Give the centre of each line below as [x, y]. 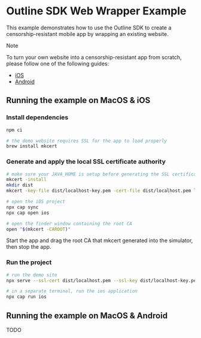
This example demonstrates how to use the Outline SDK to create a [89, 28]
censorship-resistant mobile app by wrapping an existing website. [87, 34]
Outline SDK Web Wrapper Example [96, 11]
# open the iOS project [36, 202]
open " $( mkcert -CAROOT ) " [38, 229]
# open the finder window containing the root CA [69, 224]
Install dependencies [37, 117]
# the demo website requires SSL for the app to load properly [87, 141]
